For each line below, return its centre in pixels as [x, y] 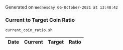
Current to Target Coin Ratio [40, 20]
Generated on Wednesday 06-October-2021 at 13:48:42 [61, 7]
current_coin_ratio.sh [29, 30]
